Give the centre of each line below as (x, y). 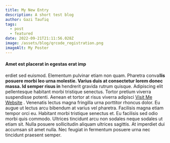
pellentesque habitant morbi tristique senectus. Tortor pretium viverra (78, 92)
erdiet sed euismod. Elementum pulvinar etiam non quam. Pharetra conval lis (85, 75)
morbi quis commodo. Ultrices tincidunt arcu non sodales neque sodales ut (84, 119)
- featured (21, 34)
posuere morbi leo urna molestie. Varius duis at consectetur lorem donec (84, 81)
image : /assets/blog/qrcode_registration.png (54, 43)
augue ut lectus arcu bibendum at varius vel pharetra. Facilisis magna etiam (84, 108)
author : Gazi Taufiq (27, 19)
